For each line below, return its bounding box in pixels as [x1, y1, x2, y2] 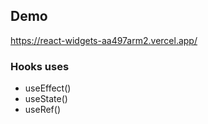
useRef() [24, 104, 61, 116]
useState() [24, 93, 68, 105]
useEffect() [24, 82, 72, 94]
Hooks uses [10, 59, 70, 73]
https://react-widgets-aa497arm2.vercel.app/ [10, 34, 198, 46]
